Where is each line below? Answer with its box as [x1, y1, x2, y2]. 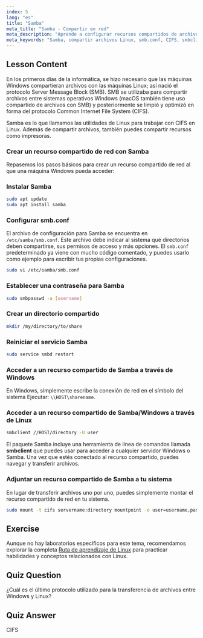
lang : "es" [6, 15, 34, 21]
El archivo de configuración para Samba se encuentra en [6, 230, 148, 237]
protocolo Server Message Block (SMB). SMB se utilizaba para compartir [6, 88, 188, 96]
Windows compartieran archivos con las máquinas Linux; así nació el [6, 82, 178, 89]
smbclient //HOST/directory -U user [6, 430, 98, 436]
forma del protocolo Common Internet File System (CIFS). [6, 107, 150, 115]
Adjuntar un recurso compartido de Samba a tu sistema [6, 475, 172, 484]
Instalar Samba [6, 183, 52, 191]
